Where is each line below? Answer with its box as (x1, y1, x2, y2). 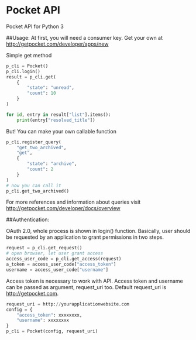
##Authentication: (6, 216, 50, 223)
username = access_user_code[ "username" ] (6, 267, 109, 273)
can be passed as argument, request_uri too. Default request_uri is (6, 283, 167, 290)
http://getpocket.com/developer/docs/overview (6, 205, 121, 212)
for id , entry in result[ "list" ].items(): (6, 112, 111, 118)
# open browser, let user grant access (6, 250, 104, 256)
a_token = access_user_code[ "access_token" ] (6, 262, 116, 267)
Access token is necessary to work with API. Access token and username (6, 277, 183, 284)
